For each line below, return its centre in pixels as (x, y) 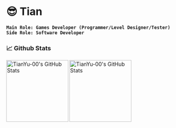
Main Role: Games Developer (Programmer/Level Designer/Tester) (88, 28)
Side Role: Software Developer (45, 33)
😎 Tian (24, 12)
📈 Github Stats (29, 48)
